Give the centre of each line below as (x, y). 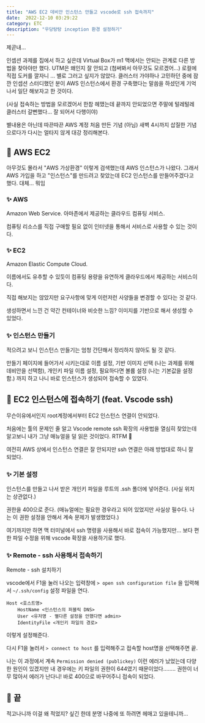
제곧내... (16, 47)
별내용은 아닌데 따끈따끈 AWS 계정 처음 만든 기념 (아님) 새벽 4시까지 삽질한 (96, 125)
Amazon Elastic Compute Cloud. (47, 264)
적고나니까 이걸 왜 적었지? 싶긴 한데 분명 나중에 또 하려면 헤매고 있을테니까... (97, 714)
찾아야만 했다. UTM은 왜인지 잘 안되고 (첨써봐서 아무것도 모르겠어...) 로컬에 (107, 68)
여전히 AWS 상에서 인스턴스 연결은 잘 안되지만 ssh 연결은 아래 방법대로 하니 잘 (100, 449)
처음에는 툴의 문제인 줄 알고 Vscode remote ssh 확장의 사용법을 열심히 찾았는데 (102, 428)
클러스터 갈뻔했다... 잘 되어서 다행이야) (52, 112)
